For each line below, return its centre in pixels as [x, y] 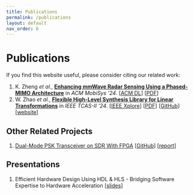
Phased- [177, 87]
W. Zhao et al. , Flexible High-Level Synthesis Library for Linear [94, 99]
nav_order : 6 [23, 29]
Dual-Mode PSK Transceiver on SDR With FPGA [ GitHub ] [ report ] [95, 146]
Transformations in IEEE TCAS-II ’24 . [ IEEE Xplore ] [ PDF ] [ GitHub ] [97, 106]
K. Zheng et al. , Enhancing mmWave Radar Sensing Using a [90, 87]
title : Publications [32, 12]
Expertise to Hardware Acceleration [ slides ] [69, 185]
